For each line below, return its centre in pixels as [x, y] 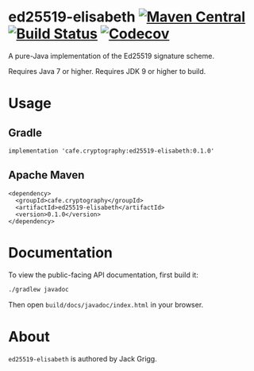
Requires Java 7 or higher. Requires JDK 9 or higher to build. [107, 71]
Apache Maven [46, 175]
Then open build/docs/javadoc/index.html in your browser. [106, 304]
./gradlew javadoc [38, 289]
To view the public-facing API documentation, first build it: [103, 275]
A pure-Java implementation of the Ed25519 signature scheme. [111, 56]
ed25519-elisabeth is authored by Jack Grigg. [83, 358]
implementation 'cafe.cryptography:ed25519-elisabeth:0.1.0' [112, 151]
